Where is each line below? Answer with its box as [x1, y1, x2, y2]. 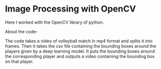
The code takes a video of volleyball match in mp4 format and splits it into [5, 38, 153, 44]
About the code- [5, 28, 38, 34]
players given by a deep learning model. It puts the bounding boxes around [5, 48, 155, 54]
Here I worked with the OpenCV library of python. [5, 19, 104, 25]
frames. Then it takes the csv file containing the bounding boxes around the [5, 43, 157, 49]
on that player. [5, 58, 34, 64]
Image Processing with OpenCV [5, 3, 136, 14]
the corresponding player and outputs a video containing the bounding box [5, 53, 155, 59]
